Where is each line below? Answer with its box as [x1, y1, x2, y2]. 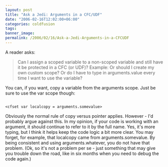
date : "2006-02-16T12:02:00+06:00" [5, 17, 80, 22]
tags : [5, 26, 17, 31]
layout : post [5, 7, 33, 13]
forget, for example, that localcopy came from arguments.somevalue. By [5, 134, 155, 140]
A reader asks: [5, 49, 36, 55]
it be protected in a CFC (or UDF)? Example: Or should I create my [17, 64, 154, 70]
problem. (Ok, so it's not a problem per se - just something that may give [5, 145, 156, 151]
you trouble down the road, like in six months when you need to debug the [5, 150, 159, 156]
